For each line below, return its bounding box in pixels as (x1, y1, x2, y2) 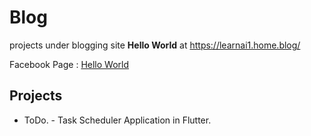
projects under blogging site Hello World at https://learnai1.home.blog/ (9, 39, 301, 51)
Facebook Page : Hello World (9, 58, 130, 70)
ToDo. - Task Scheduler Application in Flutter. (23, 114, 212, 126)
